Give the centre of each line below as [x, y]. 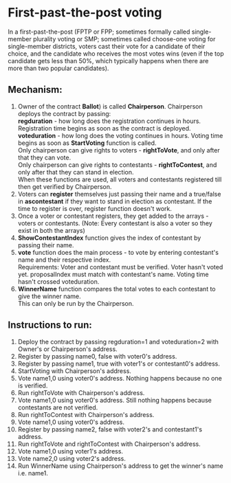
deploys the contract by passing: [64, 113]
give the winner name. [49, 296]
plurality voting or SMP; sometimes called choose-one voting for [124, 38]
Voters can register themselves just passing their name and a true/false [119, 194]
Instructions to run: [50, 325]
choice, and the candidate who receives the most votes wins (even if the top [116, 54]
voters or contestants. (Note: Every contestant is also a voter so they [115, 223]
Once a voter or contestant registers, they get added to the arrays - [113, 216]
